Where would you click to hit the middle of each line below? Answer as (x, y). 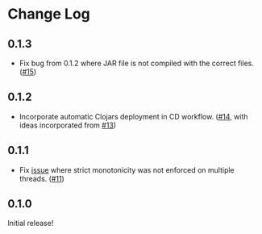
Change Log (49, 14)
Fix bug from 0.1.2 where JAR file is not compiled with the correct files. (137, 63)
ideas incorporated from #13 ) (68, 125)
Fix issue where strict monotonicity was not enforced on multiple (127, 169)
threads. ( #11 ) (42, 178)
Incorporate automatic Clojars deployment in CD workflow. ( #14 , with (133, 116)
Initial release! (31, 224)
